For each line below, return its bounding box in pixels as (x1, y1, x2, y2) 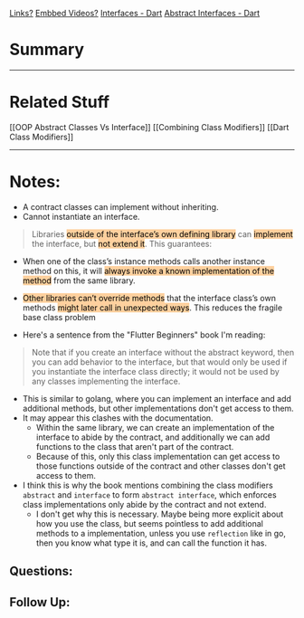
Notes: (9, 172, 62, 193)
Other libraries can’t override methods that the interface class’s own (22, 292, 276, 303)
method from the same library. (22, 275, 136, 286)
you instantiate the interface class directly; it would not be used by (31, 366, 280, 376)
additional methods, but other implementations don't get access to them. (22, 403, 294, 414)
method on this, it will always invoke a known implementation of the (22, 265, 274, 276)
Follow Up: (9, 594, 71, 610)
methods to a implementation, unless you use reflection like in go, (35, 528, 287, 538)
